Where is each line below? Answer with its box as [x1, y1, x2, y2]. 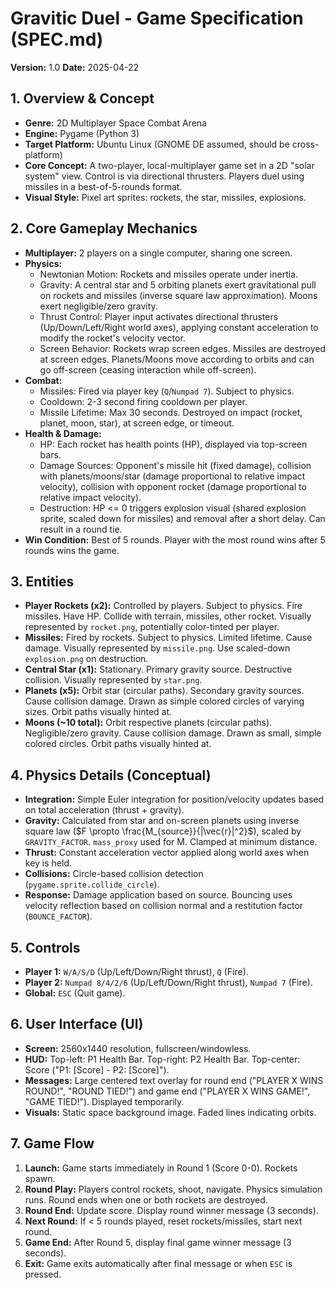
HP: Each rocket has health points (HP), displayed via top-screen [39, 438, 308, 450]
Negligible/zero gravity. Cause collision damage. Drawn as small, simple [24, 727, 322, 739]
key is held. [24, 857, 73, 869]
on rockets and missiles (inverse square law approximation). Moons [39, 289, 318, 301]
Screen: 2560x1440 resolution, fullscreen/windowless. [24, 1042, 252, 1054]
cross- [291, 138, 320, 150]
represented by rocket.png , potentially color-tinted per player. [24, 621, 280, 633]
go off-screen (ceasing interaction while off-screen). [39, 363, 257, 376]
